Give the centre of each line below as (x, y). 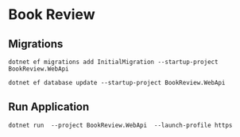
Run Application (49, 107)
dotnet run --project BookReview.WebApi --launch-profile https (120, 125)
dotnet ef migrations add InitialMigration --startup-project (113, 62)
